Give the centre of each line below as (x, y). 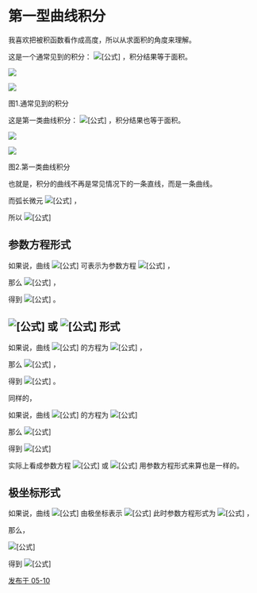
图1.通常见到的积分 (38, 103)
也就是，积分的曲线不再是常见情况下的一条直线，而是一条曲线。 (112, 183)
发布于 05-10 (29, 581)
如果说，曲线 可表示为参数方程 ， (91, 265)
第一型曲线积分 (57, 16)
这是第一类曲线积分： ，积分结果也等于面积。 (97, 120)
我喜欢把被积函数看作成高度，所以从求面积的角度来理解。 (102, 40)
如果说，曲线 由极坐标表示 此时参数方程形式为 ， (131, 514)
